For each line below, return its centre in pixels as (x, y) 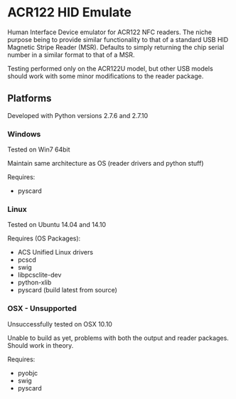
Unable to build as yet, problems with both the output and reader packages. (118, 338)
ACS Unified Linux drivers (55, 252)
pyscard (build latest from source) (67, 290)
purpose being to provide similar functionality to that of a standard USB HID (118, 39)
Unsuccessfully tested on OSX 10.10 (60, 324)
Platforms (29, 99)
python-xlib (34, 282)
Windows (24, 134)
